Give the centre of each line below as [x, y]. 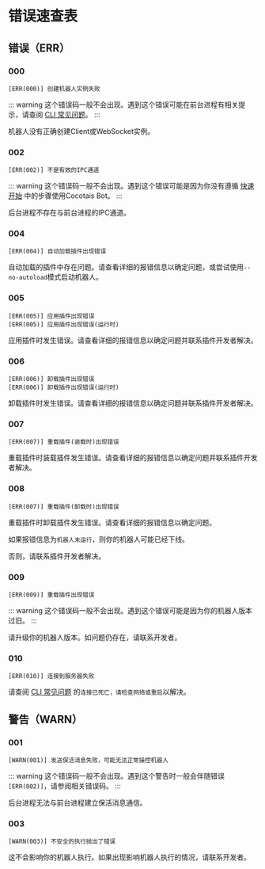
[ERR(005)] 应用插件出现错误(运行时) [64, 324]
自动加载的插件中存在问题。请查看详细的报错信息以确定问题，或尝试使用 [126, 267]
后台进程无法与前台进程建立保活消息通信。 [78, 802]
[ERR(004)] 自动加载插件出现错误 [57, 252]
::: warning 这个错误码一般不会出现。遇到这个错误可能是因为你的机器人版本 [131, 610]
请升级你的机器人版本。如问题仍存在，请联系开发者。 [95, 637]
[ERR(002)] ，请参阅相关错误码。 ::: [64, 786]
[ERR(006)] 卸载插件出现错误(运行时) [64, 388]
